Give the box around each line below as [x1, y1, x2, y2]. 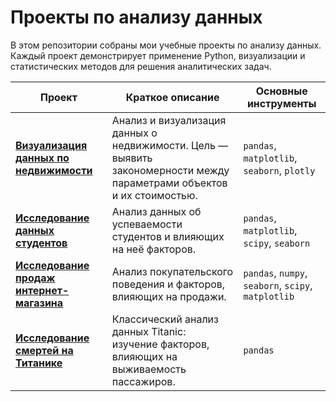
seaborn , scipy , [243, 278, 313, 292]
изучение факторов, [111, 337, 210, 351]
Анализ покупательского [111, 264, 234, 278]
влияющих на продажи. [111, 289, 227, 303]
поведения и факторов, [111, 277, 226, 291]
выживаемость [111, 362, 187, 376]
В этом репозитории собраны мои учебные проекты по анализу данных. [10, 39, 322, 51]
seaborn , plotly [243, 163, 316, 177]
